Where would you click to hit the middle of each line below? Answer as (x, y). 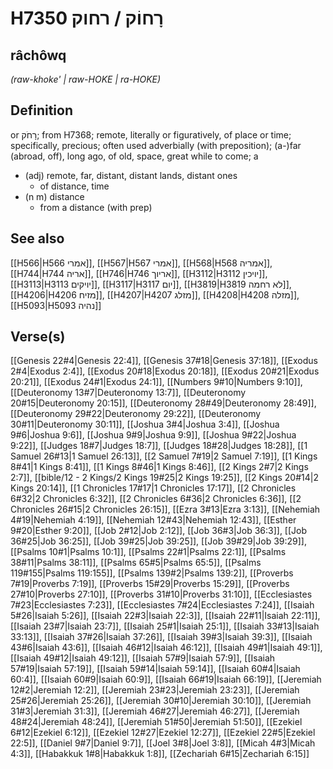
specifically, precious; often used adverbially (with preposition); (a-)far (156, 145)
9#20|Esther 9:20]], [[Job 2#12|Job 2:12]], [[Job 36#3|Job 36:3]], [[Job (159, 531)
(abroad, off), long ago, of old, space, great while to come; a (134, 156)
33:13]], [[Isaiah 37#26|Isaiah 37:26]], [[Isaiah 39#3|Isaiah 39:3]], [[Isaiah (161, 637)
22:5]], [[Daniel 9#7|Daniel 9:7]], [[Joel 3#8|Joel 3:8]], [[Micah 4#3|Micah (163, 743)
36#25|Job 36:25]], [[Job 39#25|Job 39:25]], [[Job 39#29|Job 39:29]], (158, 541)
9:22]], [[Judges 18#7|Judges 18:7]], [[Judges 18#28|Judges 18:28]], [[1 (159, 446)
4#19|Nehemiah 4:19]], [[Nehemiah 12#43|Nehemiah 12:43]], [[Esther (153, 520)
